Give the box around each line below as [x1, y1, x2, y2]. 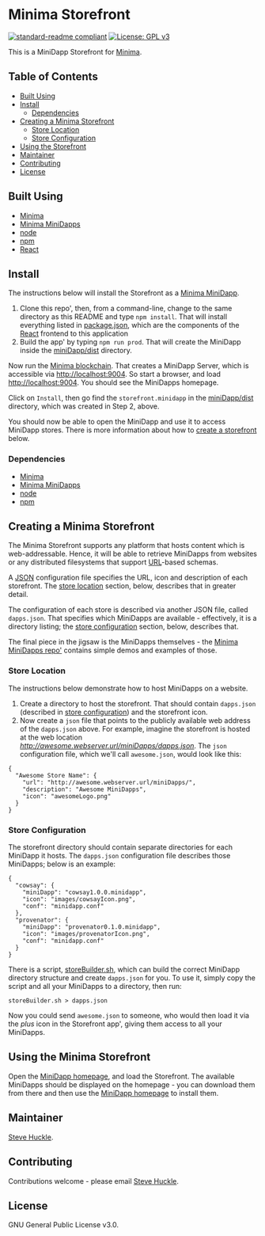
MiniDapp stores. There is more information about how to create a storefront [8, 425, 257, 435]
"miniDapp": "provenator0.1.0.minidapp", [22, 923, 161, 931]
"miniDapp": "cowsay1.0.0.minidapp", [22, 888, 147, 896]
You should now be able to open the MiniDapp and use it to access [8, 417, 226, 427]
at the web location [19, 732, 83, 742]
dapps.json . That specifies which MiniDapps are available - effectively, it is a [8, 614, 257, 623]
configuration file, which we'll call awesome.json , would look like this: [19, 749, 242, 759]
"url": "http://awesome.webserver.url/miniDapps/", [22, 778, 196, 786]
